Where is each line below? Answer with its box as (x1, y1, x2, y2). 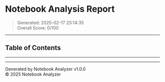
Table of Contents (5, 44, 61, 52)
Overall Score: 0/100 (17, 25, 59, 30)
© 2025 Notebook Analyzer (5, 71, 61, 77)
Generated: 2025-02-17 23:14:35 (17, 20, 84, 26)
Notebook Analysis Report (5, 3, 115, 15)
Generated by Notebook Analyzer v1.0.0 (5, 66, 86, 72)
